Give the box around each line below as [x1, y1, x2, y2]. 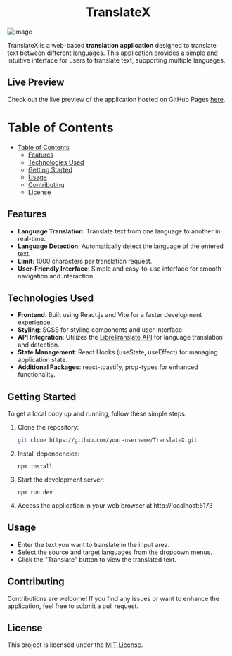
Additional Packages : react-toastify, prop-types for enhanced [17, 363, 198, 371]
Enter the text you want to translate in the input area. [17, 540, 170, 548]
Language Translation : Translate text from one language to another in [17, 226, 221, 236]
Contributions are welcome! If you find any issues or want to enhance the [7, 594, 220, 603]
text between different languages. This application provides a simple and [7, 49, 218, 57]
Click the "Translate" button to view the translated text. [17, 555, 177, 563]
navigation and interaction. [17, 271, 95, 280]
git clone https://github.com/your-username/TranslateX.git [17, 437, 198, 444]
